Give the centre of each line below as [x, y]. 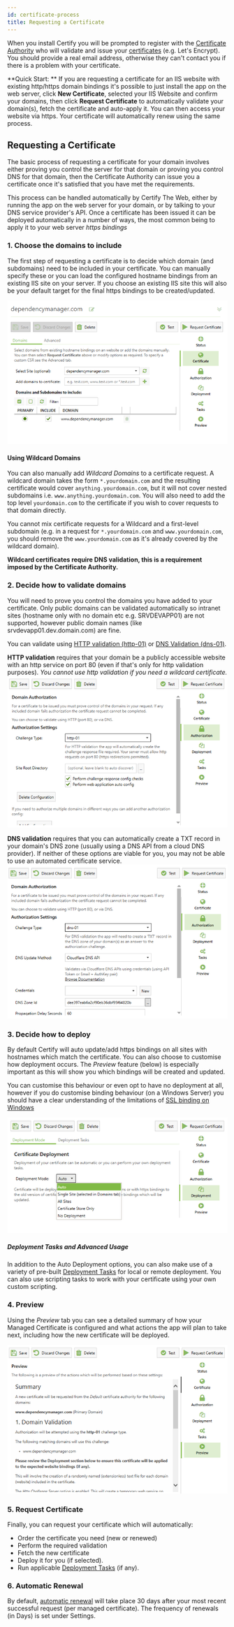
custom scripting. [32, 1287]
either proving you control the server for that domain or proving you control [115, 169]
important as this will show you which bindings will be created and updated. [116, 1072]
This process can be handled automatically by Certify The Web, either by [112, 198]
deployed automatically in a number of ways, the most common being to [111, 220]
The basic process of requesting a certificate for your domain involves [108, 162]
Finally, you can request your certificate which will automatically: [100, 1525]
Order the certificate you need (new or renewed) [87, 1538]
